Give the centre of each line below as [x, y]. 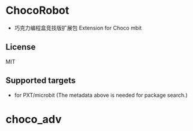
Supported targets [41, 81]
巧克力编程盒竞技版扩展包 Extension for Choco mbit [78, 28]
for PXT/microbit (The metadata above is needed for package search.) [101, 95]
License [21, 47]
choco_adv [34, 119]
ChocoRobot [37, 11]
